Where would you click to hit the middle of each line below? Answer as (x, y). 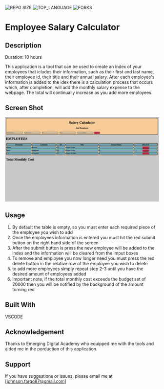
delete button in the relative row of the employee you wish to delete (80, 263)
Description (23, 45)
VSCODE (14, 317)
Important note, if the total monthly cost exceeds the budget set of (79, 279)
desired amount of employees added (49, 274)
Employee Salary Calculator (62, 27)
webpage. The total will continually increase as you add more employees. (79, 92)
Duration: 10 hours (24, 57)
